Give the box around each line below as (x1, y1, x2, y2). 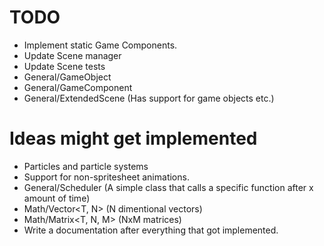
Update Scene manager (23, 49, 122, 61)
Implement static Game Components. (23, 39, 178, 51)
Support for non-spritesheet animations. (23, 171, 190, 183)
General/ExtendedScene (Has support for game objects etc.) (23, 92, 275, 104)
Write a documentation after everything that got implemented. (23, 224, 279, 236)
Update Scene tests (23, 60, 106, 72)
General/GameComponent (23, 81, 133, 93)
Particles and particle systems (23, 160, 149, 172)
